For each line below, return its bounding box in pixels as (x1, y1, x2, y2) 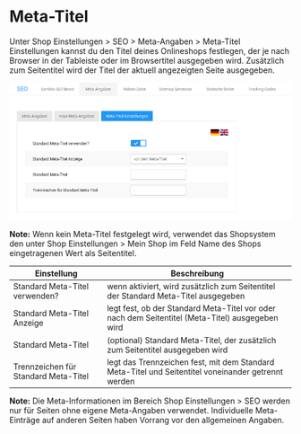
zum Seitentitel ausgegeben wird (107, 344, 228, 355)
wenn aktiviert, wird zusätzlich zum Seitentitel (107, 281, 276, 292)
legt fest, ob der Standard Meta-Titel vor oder (107, 303, 276, 314)
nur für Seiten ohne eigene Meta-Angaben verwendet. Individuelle (9, 405, 254, 416)
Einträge (9, 415, 40, 426)
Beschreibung (170, 268, 225, 279)
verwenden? (13, 290, 59, 302)
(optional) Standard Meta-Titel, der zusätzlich (107, 334, 277, 345)
